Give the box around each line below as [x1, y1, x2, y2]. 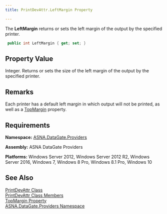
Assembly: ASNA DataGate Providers [5, 144, 83, 150]
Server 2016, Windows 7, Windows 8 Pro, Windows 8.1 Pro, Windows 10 [5, 159, 152, 165]
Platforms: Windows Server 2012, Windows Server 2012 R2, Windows [5, 154, 150, 160]
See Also [5, 174, 33, 182]
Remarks [5, 87, 34, 96]
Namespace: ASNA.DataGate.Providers [5, 134, 87, 140]
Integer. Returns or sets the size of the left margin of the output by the [5, 68, 149, 74]
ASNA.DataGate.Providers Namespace [5, 203, 85, 209]
